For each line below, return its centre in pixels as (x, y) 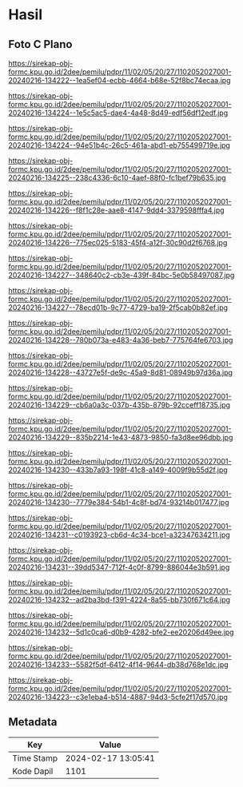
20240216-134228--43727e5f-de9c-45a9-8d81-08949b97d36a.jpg (121, 372)
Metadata (33, 722)
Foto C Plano (40, 44)
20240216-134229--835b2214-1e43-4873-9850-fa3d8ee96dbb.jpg (121, 437)
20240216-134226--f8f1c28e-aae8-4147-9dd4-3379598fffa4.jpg (117, 210)
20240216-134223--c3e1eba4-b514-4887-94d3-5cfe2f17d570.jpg (118, 697)
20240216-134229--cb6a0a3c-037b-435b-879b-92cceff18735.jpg (119, 405)
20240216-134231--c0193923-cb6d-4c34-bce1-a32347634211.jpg (119, 535)
